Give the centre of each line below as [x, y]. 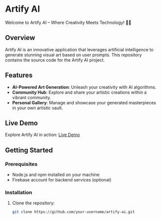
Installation [19, 192]
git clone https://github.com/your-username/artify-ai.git [73, 212]
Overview [20, 38]
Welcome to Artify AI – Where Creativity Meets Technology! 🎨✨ [68, 22]
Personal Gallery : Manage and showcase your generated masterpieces [84, 102]
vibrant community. [31, 97]
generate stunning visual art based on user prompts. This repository [73, 55]
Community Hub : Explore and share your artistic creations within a [79, 92]
